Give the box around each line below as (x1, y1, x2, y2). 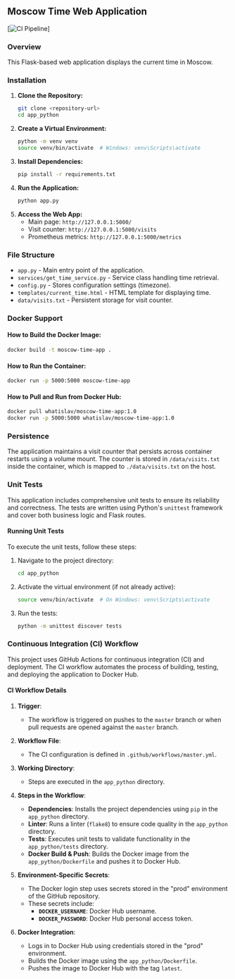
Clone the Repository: (17, 91, 83, 100)
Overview (7, 42, 42, 51)
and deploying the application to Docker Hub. (7, 670, 139, 678)
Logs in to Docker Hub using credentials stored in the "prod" (27, 941, 204, 949)
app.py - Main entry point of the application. (17, 265, 145, 274)
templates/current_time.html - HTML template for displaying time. (17, 288, 211, 296)
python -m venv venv (17, 138, 78, 145)
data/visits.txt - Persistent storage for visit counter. (17, 296, 174, 304)
